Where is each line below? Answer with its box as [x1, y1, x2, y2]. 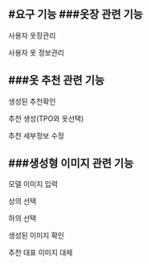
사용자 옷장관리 [8, 31, 56, 40]
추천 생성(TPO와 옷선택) [8, 114, 84, 123]
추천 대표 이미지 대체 [8, 248, 73, 258]
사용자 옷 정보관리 [8, 48, 64, 57]
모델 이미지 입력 [8, 180, 59, 189]
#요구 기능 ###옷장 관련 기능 [8, 7, 143, 22]
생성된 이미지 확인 [8, 230, 64, 240]
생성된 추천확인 [8, 96, 56, 106]
